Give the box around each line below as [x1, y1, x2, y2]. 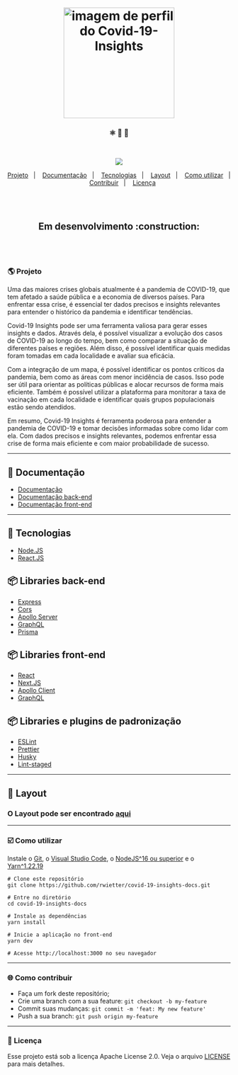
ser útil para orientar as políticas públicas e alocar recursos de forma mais [7, 380, 225, 389]
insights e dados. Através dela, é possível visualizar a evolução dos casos [7, 329, 223, 338]
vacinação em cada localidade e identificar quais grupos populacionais [7, 395, 215, 404]
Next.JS [17, 678, 41, 687]
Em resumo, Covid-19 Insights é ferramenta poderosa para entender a [7, 416, 212, 425]
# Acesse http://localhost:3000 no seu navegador [7, 950, 157, 957]
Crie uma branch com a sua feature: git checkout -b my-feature [17, 996, 208, 1005]
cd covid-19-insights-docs [7, 900, 87, 908]
